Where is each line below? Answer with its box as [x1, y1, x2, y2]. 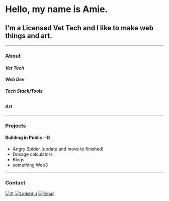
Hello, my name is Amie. [5, 4, 108, 15]
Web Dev [5, 77, 25, 83]
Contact [5, 179, 26, 186]
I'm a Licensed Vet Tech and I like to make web [5, 24, 154, 32]
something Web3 [12, 162, 48, 168]
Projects [5, 122, 26, 129]
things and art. [5, 31, 52, 40]
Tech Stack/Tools [5, 88, 43, 94]
